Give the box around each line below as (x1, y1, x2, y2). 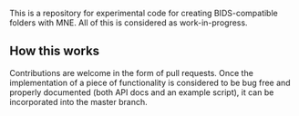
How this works (9, 43, 100, 59)
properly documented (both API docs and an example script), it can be (9, 86, 274, 98)
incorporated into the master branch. (9, 96, 148, 107)
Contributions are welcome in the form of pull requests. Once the (9, 67, 253, 78)
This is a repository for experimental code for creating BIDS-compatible (9, 8, 278, 18)
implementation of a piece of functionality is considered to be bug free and (9, 77, 291, 88)
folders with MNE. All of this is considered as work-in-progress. (9, 17, 248, 28)
